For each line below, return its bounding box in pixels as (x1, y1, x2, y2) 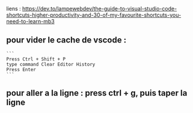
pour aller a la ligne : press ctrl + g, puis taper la (6, 88, 188, 98)
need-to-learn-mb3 (6, 18, 55, 25)
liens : (6, 5, 21, 12)
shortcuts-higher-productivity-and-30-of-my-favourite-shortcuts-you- (6, 11, 182, 19)
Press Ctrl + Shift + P (6, 56, 66, 62)
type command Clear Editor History (6, 61, 96, 68)
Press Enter (6, 66, 36, 72)
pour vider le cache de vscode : (6, 35, 127, 45)
